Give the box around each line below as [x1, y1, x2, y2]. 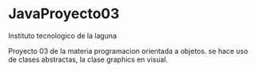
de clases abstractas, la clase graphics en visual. [8, 55, 168, 64]
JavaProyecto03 [8, 5, 120, 23]
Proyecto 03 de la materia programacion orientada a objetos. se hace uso [8, 46, 248, 55]
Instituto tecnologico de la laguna [8, 31, 117, 40]
